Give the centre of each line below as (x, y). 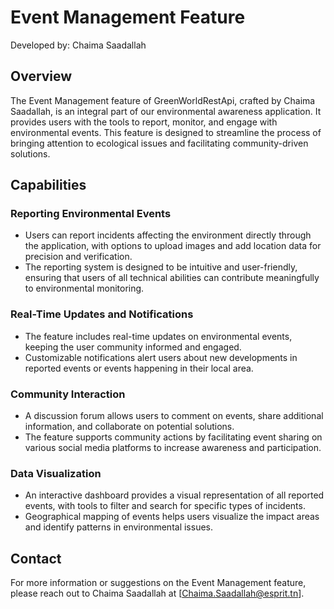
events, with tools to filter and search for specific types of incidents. (165, 506)
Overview (41, 76)
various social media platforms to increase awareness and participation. (173, 448)
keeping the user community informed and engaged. (133, 347)
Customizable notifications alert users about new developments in (161, 357)
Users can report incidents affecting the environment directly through (168, 235)
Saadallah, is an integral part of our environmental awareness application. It (166, 111)
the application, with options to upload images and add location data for (173, 246)
